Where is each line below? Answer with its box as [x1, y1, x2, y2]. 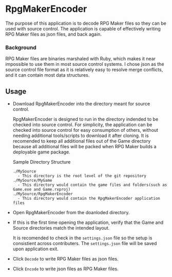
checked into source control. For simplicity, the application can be [12, 122, 152, 128]
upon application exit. [12, 246, 59, 252]
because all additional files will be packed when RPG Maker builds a [12, 144, 157, 150]
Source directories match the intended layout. [12, 225, 110, 231]
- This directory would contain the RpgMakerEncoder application [17, 196, 160, 201]
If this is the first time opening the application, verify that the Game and [12, 219, 164, 226]
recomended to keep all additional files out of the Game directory [12, 138, 151, 144]
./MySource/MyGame [12, 178, 52, 183]
